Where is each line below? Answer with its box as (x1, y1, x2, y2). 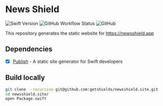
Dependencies (5, 45, 52, 54)
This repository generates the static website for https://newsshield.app (5, 30, 154, 36)
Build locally (5, 74, 45, 82)
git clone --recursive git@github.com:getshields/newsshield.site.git (5, 87, 158, 92)
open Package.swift (5, 96, 47, 101)
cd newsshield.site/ (5, 91, 49, 97)
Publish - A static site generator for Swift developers (12, 58, 123, 64)
